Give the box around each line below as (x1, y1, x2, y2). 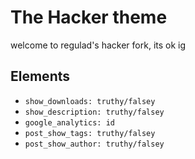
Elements (10, 68, 71, 85)
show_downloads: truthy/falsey (24, 96, 156, 106)
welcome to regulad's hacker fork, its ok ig (10, 39, 187, 51)
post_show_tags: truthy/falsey (24, 128, 156, 138)
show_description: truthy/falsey (24, 107, 165, 117)
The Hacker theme (10, 6, 168, 29)
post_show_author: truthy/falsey (24, 139, 165, 149)
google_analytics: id (24, 117, 115, 128)
